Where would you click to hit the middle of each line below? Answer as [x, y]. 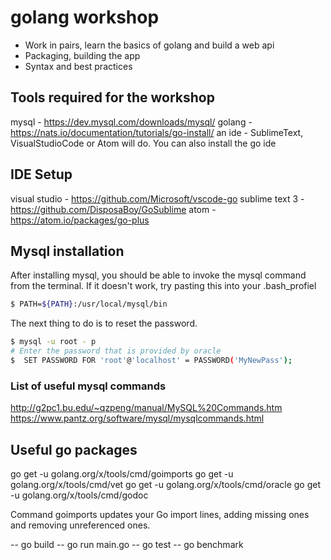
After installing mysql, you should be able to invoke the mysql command [158, 275]
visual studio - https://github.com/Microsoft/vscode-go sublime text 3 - [157, 198]
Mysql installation [67, 251]
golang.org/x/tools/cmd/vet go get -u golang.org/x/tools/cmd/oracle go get [165, 484]
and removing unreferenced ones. [80, 525]
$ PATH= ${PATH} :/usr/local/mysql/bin [89, 304]
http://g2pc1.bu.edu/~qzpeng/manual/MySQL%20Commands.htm [146, 408]
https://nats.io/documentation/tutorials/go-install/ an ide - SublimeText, [157, 132]
